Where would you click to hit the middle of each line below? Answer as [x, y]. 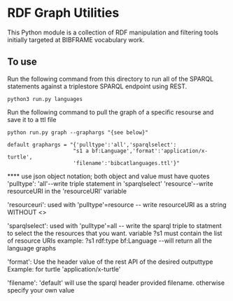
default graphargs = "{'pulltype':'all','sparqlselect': [92, 145]
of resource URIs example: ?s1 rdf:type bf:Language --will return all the [110, 241]
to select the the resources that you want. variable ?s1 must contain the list [115, 233]
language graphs [31, 248]
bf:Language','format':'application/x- [150, 151]
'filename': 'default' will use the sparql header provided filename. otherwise [116, 283]
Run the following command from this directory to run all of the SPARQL [111, 79]
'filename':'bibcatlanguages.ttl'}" [126, 163]
